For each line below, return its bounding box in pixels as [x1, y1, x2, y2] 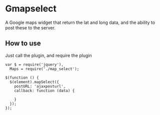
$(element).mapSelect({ [9, 79, 59, 85]
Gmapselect [5, 3, 56, 14]
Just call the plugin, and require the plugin [5, 52, 92, 58]
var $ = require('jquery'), [5, 62, 64, 67]
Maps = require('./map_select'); [9, 66, 79, 71]
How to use [5, 39, 41, 48]
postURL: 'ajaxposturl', [14, 84, 66, 89]
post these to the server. [5, 24, 56, 30]
